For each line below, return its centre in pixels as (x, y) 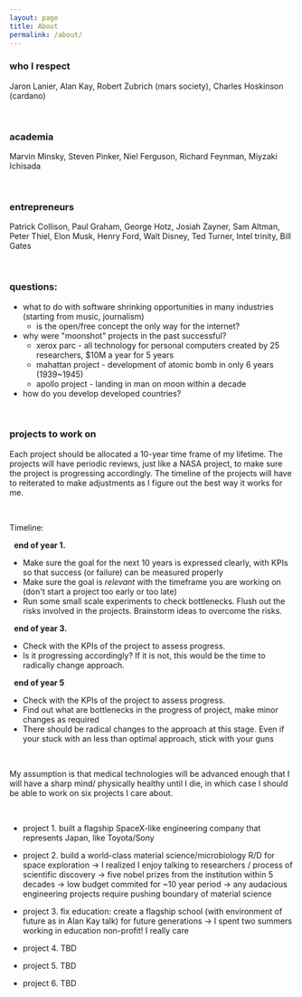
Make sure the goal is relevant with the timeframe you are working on (152, 581)
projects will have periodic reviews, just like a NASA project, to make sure (146, 464)
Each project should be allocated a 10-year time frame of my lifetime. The (146, 454)
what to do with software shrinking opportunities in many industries (148, 307)
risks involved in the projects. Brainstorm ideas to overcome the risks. (152, 610)
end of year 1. (39, 545)
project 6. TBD (49, 983)
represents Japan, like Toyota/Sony (89, 838)
